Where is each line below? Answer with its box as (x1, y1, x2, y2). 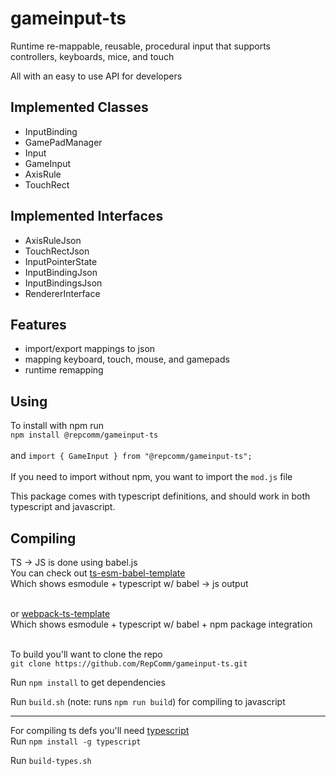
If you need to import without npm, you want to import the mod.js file (10, 471, 293, 483)
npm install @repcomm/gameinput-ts (10, 430, 159, 441)
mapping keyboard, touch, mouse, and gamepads (24, 353, 230, 366)
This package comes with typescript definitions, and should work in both (10, 490, 311, 502)
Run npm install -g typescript (10, 735, 142, 747)
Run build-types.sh (10, 755, 92, 766)
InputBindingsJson (24, 277, 103, 289)
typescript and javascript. (10, 501, 116, 513)
